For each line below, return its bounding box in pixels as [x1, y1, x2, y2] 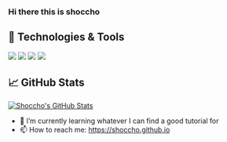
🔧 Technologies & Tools [8, 31, 125, 44]
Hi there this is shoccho [8, 6, 101, 17]
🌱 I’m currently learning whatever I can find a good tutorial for [19, 116, 219, 126]
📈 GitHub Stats [8, 76, 85, 89]
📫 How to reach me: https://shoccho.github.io [19, 125, 170, 134]
